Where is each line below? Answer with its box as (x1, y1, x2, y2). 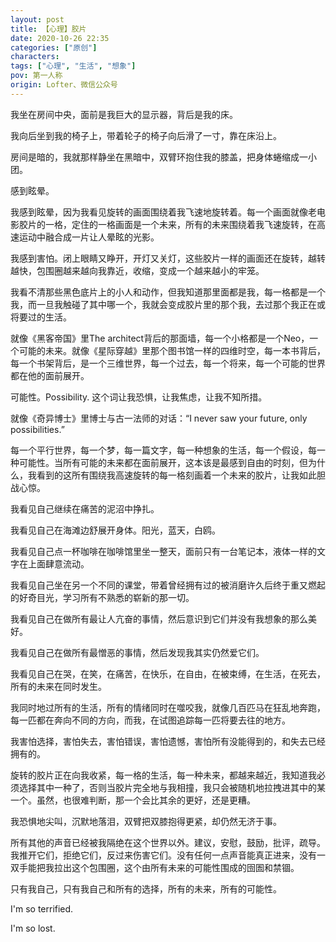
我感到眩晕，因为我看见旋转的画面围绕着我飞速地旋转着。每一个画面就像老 (10, 206, 317, 218)
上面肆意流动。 (27, 557, 90, 570)
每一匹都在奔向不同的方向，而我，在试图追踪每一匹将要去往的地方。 (10, 714, 291, 726)
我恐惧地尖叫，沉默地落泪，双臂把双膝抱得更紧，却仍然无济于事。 (10, 815, 282, 827)
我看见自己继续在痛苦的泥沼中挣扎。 (10, 502, 160, 515)
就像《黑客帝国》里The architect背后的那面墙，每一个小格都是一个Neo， (10, 332, 310, 344)
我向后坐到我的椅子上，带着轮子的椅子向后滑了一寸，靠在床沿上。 (10, 129, 282, 141)
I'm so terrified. (10, 902, 74, 915)
